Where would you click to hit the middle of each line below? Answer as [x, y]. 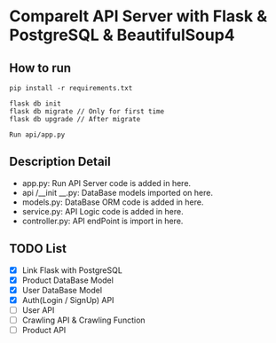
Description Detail [60, 162]
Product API [44, 330]
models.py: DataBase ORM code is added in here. [113, 202]
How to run [40, 68]
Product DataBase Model [67, 280]
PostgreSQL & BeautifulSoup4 [122, 35]
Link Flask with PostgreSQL [72, 270]
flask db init [35, 104]
